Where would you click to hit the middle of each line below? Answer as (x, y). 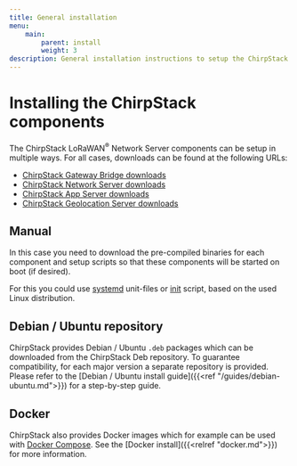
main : (36, 34)
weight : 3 (59, 51)
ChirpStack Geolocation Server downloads (100, 203)
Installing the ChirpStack (103, 103)
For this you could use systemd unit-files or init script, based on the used (143, 289)
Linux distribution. (42, 298)
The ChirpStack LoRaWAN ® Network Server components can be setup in (143, 147)
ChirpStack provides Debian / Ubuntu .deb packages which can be (131, 347)
